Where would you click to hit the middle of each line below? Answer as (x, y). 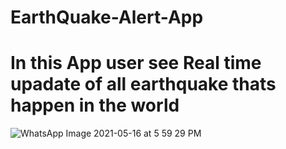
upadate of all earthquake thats (143, 84)
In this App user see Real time (136, 63)
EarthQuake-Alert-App (107, 17)
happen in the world (95, 105)
